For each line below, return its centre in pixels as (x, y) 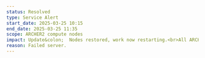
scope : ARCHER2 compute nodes (45, 34)
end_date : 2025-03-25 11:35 (42, 29)
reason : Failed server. (37, 46)
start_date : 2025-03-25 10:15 (45, 23)
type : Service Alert (33, 18)
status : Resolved (28, 12)
